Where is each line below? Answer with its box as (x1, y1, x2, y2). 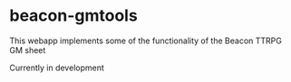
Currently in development (9, 62, 104, 73)
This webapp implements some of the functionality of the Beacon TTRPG (9, 35, 283, 46)
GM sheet (9, 44, 46, 55)
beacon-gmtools (9, 5, 138, 26)
